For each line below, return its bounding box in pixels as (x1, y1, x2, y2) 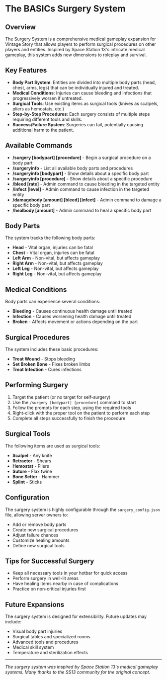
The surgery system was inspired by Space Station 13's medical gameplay (5, 664, 158, 670)
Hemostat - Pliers (12, 463, 50, 469)
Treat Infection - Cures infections (12, 366, 82, 373)
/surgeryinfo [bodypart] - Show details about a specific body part (12, 170, 149, 176)
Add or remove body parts (12, 521, 67, 527)
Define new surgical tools (12, 542, 65, 548)
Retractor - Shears (12, 458, 51, 464)
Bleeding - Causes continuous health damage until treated (12, 308, 133, 314)
